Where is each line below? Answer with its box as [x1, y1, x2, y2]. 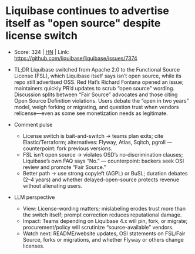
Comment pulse [14, 121, 53, 128]
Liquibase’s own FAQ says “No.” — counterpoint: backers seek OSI [22, 157, 184, 164]
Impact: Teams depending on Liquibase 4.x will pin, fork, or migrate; [22, 217, 188, 224]
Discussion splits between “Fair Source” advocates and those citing [14, 91, 178, 98]
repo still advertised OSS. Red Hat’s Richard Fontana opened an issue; [14, 78, 184, 86]
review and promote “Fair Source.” [22, 163, 106, 171]
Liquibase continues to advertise [5, 4, 170, 18]
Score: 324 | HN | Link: [14, 48, 70, 55]
